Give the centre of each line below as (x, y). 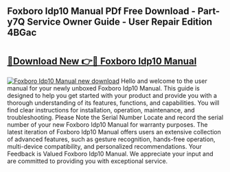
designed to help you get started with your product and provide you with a (112, 96)
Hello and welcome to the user (164, 81)
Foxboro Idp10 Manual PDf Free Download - (101, 11)
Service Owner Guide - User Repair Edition (120, 22)
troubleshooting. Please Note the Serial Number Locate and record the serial (115, 117)
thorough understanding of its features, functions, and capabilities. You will (113, 103)
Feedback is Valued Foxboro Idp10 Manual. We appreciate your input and (111, 154)
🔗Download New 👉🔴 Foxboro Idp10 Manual (102, 61)
